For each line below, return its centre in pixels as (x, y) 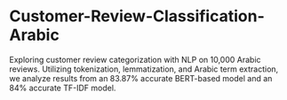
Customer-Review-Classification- (137, 16)
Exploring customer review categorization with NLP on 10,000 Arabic (135, 59)
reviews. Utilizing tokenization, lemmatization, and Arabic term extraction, (144, 69)
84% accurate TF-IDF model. (63, 88)
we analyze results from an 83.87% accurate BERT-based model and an (141, 78)
